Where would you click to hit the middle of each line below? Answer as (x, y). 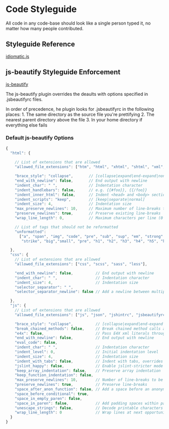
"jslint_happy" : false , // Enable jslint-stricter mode (89, 366)
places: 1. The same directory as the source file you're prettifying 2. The (80, 114)
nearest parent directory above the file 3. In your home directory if (74, 119)
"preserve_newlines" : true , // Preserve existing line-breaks (88, 213)
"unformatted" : (31, 232)
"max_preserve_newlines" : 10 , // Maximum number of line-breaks (88, 209)
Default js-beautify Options (40, 138)
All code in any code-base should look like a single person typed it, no (78, 23)
